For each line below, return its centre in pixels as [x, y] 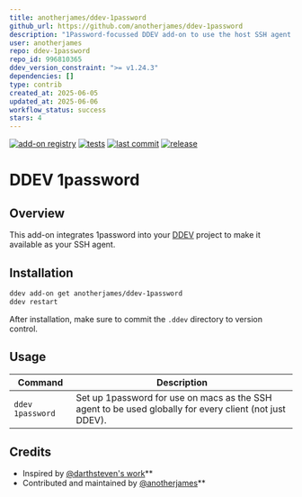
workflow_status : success [58, 110]
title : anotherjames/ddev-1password [78, 18]
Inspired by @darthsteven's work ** [88, 474]
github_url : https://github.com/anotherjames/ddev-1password [126, 26]
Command [40, 382]
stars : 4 [26, 118]
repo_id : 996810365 [46, 59]
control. [24, 329]
